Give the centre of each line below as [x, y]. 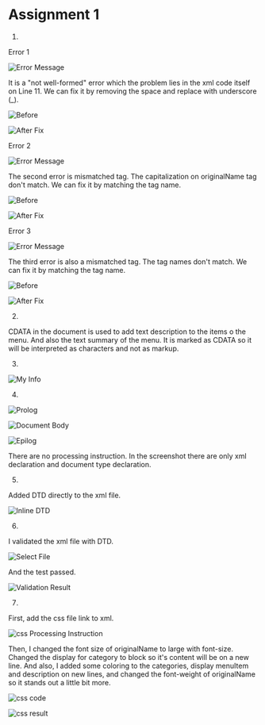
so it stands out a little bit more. [60, 682]
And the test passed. [42, 572]
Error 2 [20, 145]
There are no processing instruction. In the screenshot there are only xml [128, 456]
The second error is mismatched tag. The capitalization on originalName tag [132, 176]
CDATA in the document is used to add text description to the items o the [127, 332]
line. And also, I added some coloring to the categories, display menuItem [129, 666]
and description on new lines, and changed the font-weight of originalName [132, 674]
